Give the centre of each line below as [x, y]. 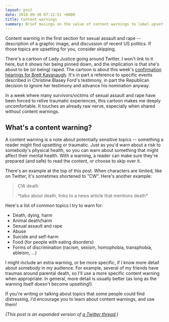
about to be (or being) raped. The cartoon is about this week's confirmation [83, 70]
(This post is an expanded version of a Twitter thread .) [62, 314]
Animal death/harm [32, 221]
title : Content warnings [31, 19]
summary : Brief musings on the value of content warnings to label [77, 24]
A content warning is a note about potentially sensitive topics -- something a [84, 140]
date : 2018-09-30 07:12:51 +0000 [40, 15]
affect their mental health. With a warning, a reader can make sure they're [82, 156]
